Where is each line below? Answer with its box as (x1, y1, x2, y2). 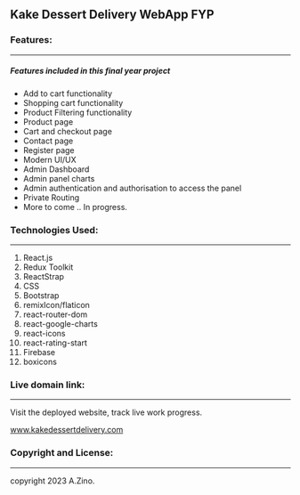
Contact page (22, 135, 74, 146)
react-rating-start (22, 337, 88, 348)
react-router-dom (22, 309, 88, 320)
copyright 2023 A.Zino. (10, 475, 95, 486)
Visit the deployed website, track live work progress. (10, 407, 203, 418)
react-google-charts (22, 318, 99, 329)
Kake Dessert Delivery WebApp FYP (10, 7, 215, 22)
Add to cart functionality (22, 88, 113, 99)
